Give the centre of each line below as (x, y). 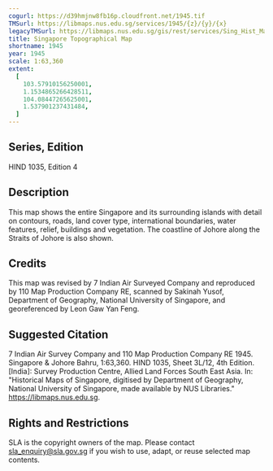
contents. (24, 460)
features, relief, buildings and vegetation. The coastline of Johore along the (134, 229)
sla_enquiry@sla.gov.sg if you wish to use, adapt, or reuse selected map (129, 451)
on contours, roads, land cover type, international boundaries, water (123, 220)
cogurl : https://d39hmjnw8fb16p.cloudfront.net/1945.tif (107, 16)
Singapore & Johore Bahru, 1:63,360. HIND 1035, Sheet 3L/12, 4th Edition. (131, 363)
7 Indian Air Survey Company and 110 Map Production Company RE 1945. (131, 354)
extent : (22, 69)
